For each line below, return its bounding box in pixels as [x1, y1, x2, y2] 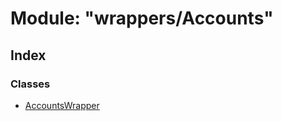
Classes [10, 77, 51, 91]
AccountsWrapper [24, 99, 100, 111]
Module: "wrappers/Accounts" [10, 7, 274, 30]
